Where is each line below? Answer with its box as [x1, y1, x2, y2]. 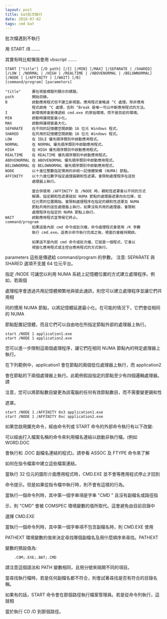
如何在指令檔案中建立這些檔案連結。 [5, 461, 80, 467]
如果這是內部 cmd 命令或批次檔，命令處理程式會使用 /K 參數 [31, 225, 141, 230]
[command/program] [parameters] [5, 80, 72, 85]
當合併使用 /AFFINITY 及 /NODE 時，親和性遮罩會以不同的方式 [31, 189, 146, 194]
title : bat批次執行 [5, 12, 43, 17]
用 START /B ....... [5, 46, 41, 52]
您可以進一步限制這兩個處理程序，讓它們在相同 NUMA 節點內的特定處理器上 [5, 345, 161, 351]
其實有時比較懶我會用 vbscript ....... [5, 57, 77, 63]
